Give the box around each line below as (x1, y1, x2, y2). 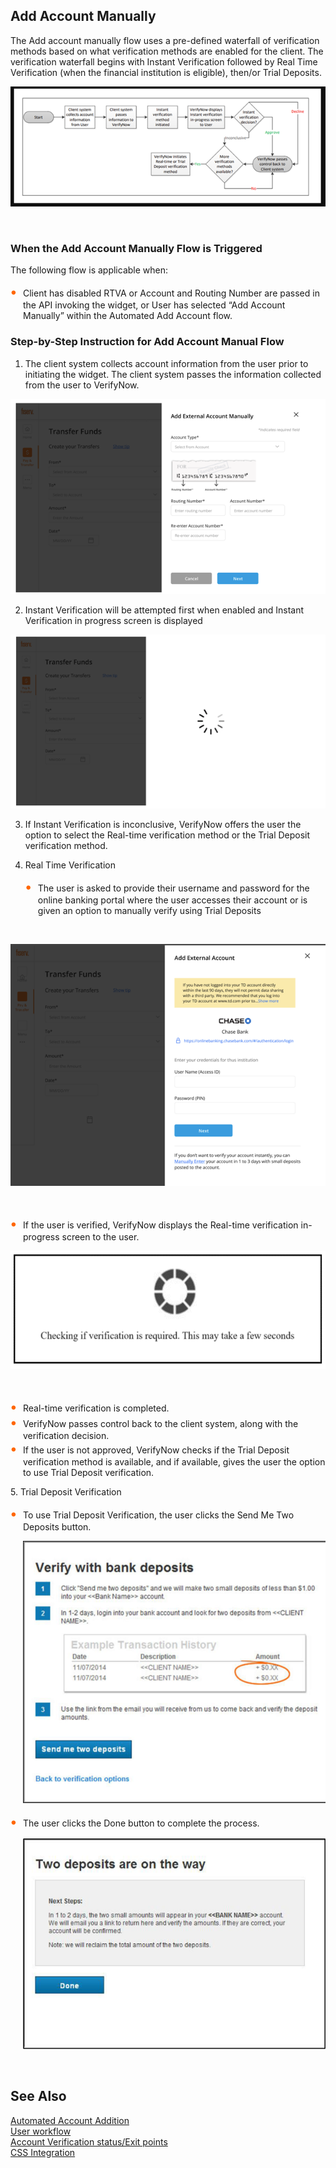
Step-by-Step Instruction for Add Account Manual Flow (10, 335, 285, 349)
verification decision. (23, 1430, 110, 1442)
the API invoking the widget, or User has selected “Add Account (23, 299, 286, 311)
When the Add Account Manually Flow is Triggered (10, 241, 263, 255)
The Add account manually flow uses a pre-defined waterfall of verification (10, 34, 320, 46)
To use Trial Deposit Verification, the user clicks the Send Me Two (23, 1509, 295, 1521)
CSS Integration (10, 2146, 76, 2158)
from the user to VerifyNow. (24, 379, 140, 391)
